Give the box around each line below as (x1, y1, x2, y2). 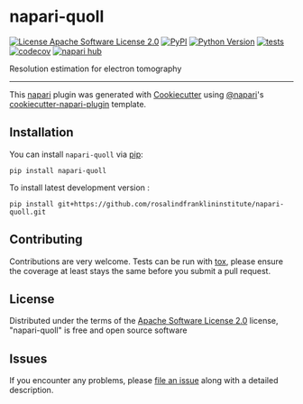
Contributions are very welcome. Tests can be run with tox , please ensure (9, 255, 284, 267)
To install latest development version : (9, 182, 151, 193)
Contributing (9, 232, 83, 247)
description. (9, 385, 54, 396)
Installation (9, 124, 74, 141)
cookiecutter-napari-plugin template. (9, 98, 147, 109)
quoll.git (9, 207, 47, 216)
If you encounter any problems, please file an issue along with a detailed (9, 375, 279, 386)
